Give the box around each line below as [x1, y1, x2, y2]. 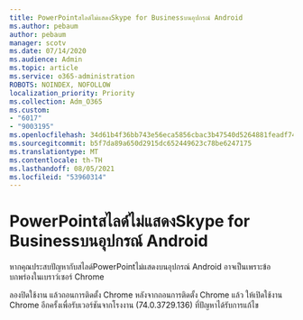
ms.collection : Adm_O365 [9, 96, 103, 106]
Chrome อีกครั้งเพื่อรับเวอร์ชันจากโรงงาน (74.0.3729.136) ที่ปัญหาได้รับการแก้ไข [9, 299, 259, 311]
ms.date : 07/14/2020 [9, 47, 87, 56]
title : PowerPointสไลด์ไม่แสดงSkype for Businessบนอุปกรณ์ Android [9, 13, 243, 23]
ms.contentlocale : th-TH [9, 155, 103, 165]
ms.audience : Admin [9, 55, 83, 64]
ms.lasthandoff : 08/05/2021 [9, 164, 115, 173]
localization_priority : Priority [9, 88, 135, 97]
